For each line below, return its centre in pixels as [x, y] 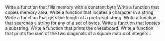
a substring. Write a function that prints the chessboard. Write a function [79, 28]
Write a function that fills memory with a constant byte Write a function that [82, 7]
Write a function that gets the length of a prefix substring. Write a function [81, 18]
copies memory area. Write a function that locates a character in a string [79, 12]
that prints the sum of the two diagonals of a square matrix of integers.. [78, 33]
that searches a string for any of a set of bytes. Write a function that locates [83, 23]
